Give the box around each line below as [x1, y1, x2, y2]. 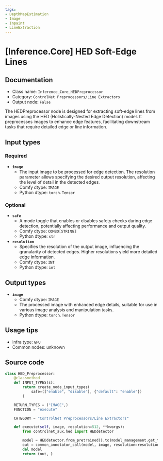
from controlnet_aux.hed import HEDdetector [22, 429, 114, 434]
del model [22, 447, 42, 452]
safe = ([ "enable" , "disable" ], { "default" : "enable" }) [31, 390, 142, 394]
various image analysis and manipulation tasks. [19, 307, 114, 313]
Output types [5, 278, 46, 287]
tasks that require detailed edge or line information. [5, 124, 108, 130]
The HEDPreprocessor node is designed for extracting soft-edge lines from [5, 108, 155, 114]
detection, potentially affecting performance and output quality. [19, 223, 147, 229]
